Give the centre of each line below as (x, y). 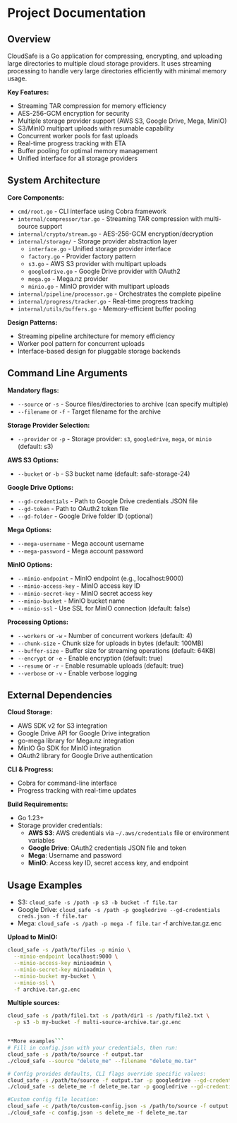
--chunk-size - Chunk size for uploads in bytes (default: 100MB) (111, 643)
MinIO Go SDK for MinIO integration (69, 748)
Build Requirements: (38, 804)
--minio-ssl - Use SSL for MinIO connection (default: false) (104, 608)
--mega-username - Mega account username (81, 543)
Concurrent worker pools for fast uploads (78, 136)
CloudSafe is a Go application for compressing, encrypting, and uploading (115, 56)
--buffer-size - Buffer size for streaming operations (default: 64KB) (117, 650)
